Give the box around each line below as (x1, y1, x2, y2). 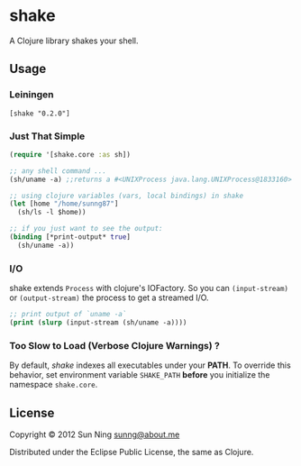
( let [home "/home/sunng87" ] (9, 199, 119, 208)
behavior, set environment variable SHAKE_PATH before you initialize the (9, 370, 270, 380)
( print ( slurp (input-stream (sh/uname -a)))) (9, 317, 187, 327)
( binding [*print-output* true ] (9, 233, 131, 242)
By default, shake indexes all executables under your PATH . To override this (9, 360, 291, 370)
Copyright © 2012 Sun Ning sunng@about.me (9, 429, 180, 440)
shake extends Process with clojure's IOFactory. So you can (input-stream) (9, 283, 288, 294)
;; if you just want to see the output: (9, 224, 164, 233)
